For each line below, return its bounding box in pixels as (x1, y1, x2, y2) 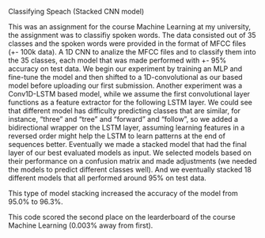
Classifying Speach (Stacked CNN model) (8, 7, 145, 16)
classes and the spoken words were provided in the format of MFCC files (8, 39, 247, 48)
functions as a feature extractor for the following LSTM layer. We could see (8, 98, 253, 107)
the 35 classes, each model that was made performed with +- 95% (8, 55, 227, 65)
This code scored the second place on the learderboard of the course (8, 213, 236, 221)
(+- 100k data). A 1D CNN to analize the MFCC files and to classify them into (8, 47, 256, 56)
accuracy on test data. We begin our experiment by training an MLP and (8, 64, 243, 74)
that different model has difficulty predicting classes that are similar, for (8, 106, 241, 115)
